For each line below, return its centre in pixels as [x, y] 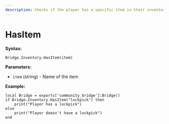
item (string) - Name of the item [46, 76]
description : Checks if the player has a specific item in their [75, 10]
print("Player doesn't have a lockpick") [58, 113]
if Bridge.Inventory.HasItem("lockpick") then [55, 100]
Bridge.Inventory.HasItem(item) [39, 57]
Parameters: [18, 67]
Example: [15, 86]
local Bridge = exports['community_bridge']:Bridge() [63, 95]
